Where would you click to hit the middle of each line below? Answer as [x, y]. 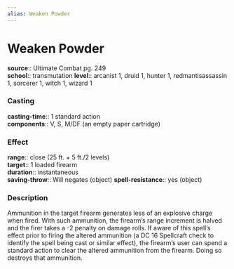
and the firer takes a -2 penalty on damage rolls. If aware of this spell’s [109, 228]
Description [28, 198]
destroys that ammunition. [45, 258]
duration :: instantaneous [43, 172]
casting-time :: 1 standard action [54, 116]
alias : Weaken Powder [39, 14]
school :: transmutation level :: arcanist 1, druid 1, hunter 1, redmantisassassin [117, 75]
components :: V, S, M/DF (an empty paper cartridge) [84, 124]
